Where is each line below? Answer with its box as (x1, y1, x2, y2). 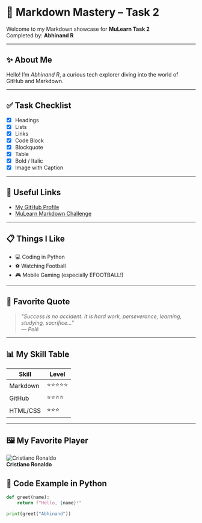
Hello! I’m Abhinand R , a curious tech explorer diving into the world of (6, 70, 179, 78)
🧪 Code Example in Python (6, 478, 107, 489)
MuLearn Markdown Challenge (14, 210, 92, 217)
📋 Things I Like (6, 234, 65, 244)
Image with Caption (14, 164, 64, 171)
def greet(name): (6, 494, 50, 500)
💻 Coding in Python (14, 253, 65, 260)
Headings (14, 116, 39, 124)
